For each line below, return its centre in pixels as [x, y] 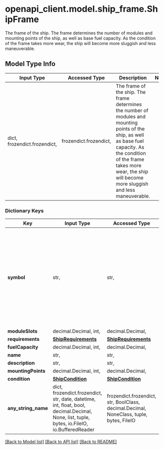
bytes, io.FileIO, [71, 424]
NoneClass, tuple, [127, 414]
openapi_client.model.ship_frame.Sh [82, 9]
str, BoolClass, [123, 402]
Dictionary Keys [24, 210]
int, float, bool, [69, 405]
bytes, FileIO [121, 421]
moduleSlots [22, 331]
